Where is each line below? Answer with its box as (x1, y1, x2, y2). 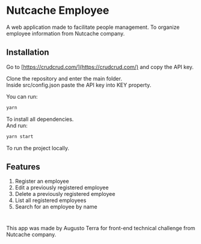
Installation (6, 47, 49, 58)
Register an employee (14, 178, 69, 185)
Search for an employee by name (14, 203, 97, 210)
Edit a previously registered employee (14, 184, 109, 191)
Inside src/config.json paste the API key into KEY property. (6, 81, 152, 88)
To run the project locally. (6, 144, 69, 151)
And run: (6, 121, 28, 129)
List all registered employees (14, 197, 87, 204)
